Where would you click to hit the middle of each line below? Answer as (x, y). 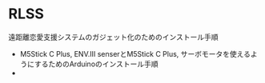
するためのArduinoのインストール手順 (96, 64)
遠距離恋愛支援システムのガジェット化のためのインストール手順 (113, 37)
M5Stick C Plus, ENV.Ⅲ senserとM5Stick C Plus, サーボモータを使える (135, 53)
